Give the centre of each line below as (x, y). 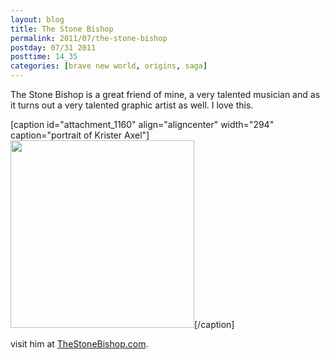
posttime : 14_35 (44, 57)
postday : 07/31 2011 (53, 47)
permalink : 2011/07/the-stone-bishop (89, 38)
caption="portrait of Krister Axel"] (80, 135)
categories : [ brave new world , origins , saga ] (109, 66)
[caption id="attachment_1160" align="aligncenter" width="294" (142, 124)
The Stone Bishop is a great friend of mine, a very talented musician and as (165, 94)
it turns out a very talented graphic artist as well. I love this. (132, 105)
